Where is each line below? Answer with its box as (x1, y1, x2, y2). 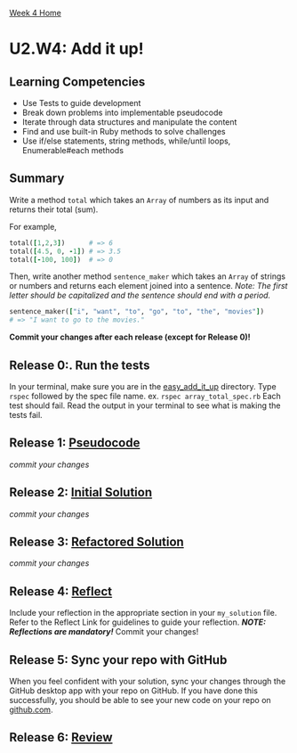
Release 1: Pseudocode (9, 436, 140, 451)
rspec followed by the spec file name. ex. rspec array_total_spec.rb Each (9, 391, 282, 401)
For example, (9, 221, 58, 232)
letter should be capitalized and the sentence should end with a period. (9, 290, 271, 301)
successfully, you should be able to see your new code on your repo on (9, 695, 271, 706)
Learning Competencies (9, 74, 146, 89)
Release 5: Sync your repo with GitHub (9, 652, 228, 667)
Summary (9, 171, 65, 186)
